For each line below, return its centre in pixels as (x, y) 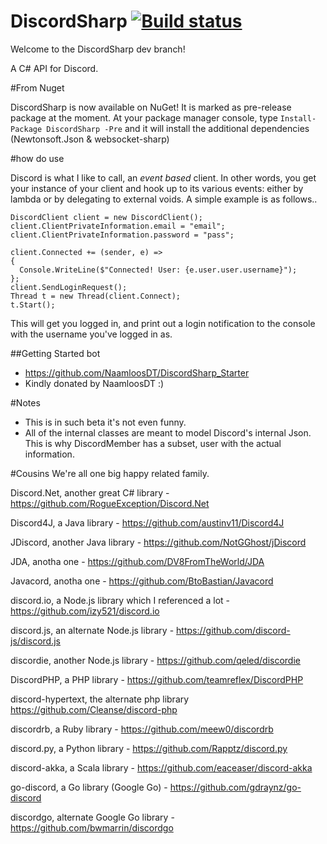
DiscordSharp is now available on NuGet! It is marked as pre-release (151, 107)
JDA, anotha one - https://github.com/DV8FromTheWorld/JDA (137, 561)
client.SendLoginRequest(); (69, 287)
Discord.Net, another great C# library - (90, 492)
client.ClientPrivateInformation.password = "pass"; (122, 235)
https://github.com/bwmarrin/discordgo (92, 827)
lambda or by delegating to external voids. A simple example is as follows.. (164, 199)
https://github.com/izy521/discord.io (85, 611)
